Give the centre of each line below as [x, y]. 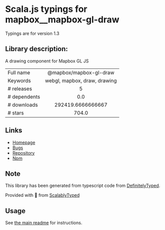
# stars [16, 113]
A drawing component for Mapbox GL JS [47, 61]
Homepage [24, 142]
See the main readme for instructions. [44, 223]
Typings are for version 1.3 [32, 33]
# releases [20, 89]
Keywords [19, 80]
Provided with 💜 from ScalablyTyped [42, 195]
